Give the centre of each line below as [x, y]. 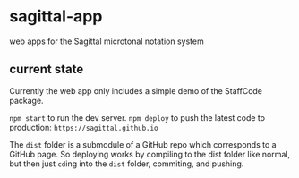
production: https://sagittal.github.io [84, 127]
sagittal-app [56, 17]
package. [26, 100]
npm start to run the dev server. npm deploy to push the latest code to [137, 117]
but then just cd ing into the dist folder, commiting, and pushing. [127, 164]
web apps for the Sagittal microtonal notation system [107, 41]
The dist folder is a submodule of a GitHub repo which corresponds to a [143, 144]
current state [47, 69]
